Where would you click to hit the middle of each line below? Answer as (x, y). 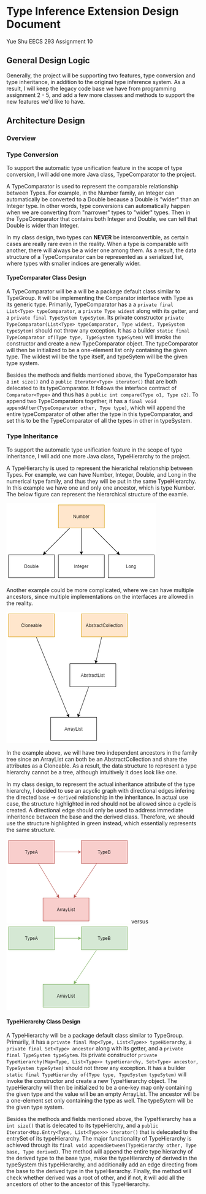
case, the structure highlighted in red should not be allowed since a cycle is (101, 803)
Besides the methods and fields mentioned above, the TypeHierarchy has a (101, 1119)
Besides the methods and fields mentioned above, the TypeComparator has (102, 375)
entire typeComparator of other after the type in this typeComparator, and (100, 414)
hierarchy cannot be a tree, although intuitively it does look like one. (92, 772)
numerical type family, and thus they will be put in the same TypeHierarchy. (101, 481)
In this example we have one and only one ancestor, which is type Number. (101, 487)
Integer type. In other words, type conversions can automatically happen (98, 206)
